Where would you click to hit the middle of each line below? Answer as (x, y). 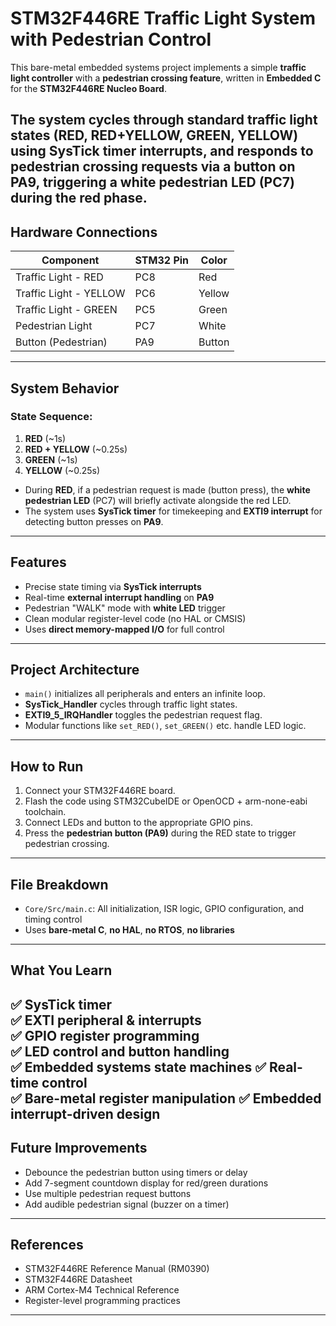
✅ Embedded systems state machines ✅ (138, 1067)
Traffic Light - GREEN (66, 310)
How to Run (47, 766)
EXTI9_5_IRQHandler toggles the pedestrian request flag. (143, 715)
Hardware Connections (84, 232)
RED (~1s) (45, 438)
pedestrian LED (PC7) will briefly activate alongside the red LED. (158, 500)
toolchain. (45, 812)
